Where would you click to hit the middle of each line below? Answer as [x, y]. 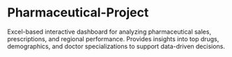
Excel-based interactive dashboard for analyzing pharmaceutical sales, [109, 32]
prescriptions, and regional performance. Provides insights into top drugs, [113, 38]
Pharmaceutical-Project [78, 13]
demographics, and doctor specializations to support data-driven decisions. [116, 46]
